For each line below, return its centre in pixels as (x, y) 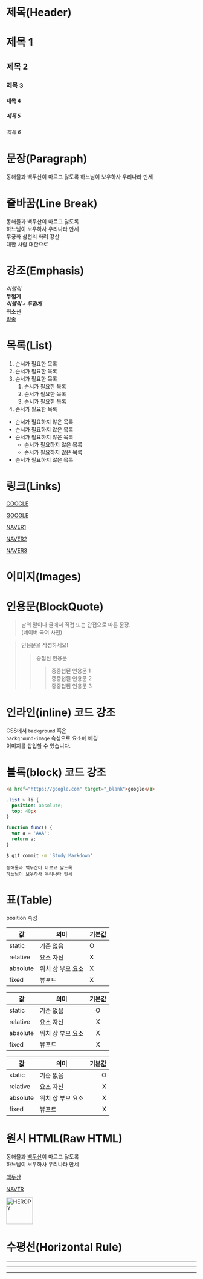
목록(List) (29, 346)
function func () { (29, 828)
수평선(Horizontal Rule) (64, 1247)
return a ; (24, 839)
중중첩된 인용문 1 (71, 671)
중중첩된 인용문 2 (71, 679)
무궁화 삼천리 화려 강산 (33, 237)
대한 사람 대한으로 (27, 244)
